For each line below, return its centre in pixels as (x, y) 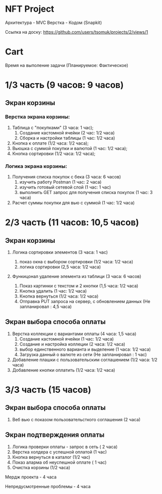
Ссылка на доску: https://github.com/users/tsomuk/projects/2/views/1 (77, 32)
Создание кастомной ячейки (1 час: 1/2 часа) (67, 339)
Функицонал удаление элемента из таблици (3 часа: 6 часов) (77, 277)
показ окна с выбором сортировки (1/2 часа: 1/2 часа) (76, 262)
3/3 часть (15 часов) (48, 390)
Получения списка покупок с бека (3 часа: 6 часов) (67, 177)
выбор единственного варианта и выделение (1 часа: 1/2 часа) (85, 349)
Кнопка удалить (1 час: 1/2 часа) (53, 291)
